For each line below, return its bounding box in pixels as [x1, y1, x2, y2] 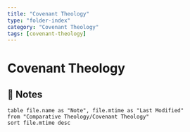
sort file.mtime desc [7, 119, 71, 127]
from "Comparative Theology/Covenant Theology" [7, 114, 150, 121]
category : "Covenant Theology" [7, 23, 99, 30]
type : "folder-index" [7, 17, 71, 24]
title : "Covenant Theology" [7, 10, 90, 18]
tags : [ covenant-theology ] [7, 30, 87, 37]
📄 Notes [7, 88, 43, 100]
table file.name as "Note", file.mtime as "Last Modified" [7, 107, 184, 114]
